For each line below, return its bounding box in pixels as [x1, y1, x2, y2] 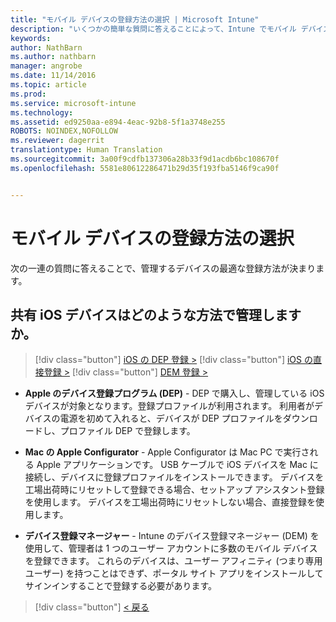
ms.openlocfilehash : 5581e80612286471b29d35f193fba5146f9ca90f [10, 163, 280, 173]
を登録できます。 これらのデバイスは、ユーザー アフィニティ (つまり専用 [24, 555, 323, 567]
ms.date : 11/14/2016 [10, 71, 97, 81]
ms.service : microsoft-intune [10, 98, 137, 108]
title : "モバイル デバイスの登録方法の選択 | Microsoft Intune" [10, 14, 260, 25]
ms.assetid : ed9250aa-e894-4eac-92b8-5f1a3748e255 [10, 117, 226, 127]
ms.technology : [10, 107, 74, 118]
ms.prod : [10, 89, 47, 99]
